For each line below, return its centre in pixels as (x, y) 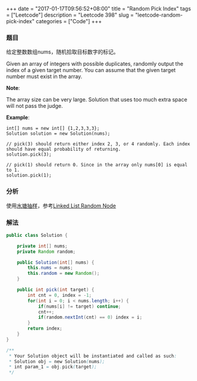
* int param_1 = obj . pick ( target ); (53, 367)
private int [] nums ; (42, 246)
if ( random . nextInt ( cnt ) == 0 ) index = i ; (90, 317)
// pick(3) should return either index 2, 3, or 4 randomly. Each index (98, 144)
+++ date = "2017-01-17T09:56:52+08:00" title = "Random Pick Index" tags (99, 9)
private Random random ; (46, 252)
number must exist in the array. (44, 76)
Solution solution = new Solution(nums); (58, 134)
